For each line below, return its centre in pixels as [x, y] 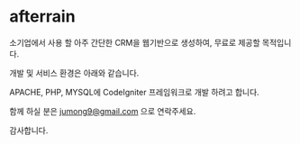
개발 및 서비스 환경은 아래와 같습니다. [74, 73]
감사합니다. [29, 130]
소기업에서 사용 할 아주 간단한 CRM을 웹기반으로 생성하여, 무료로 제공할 [135, 42]
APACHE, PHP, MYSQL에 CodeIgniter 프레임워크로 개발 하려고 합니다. [134, 92]
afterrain [42, 17]
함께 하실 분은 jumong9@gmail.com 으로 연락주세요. [103, 111]
